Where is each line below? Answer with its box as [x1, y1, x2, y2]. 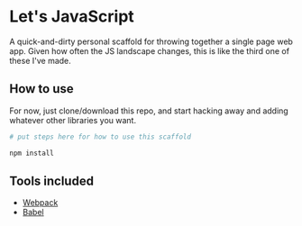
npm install [9, 149, 54, 158]
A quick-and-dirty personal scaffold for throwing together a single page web [9, 36, 293, 47]
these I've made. [9, 55, 72, 66]
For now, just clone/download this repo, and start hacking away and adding [9, 105, 288, 116]
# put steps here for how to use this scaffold [9, 132, 192, 141]
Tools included [9, 173, 95, 188]
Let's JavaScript [9, 6, 135, 27]
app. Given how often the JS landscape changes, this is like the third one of [9, 45, 290, 56]
